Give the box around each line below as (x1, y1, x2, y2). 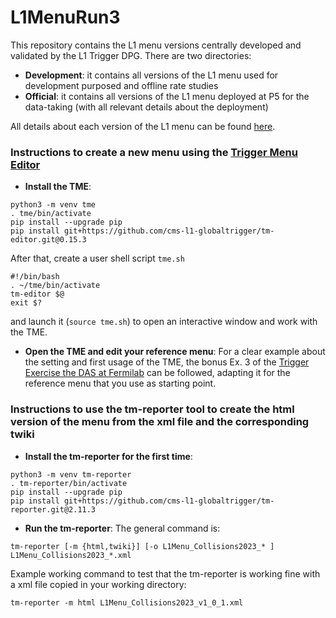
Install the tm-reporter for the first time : (24, 450, 193, 462)
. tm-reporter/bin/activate (10, 478, 128, 488)
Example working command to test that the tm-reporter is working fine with (10, 567, 321, 580)
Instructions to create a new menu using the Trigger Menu (10, 145, 298, 159)
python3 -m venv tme (10, 200, 97, 210)
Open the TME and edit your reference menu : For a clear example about (24, 346, 326, 358)
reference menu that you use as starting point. (24, 377, 217, 390)
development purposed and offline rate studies (24, 79, 219, 91)
